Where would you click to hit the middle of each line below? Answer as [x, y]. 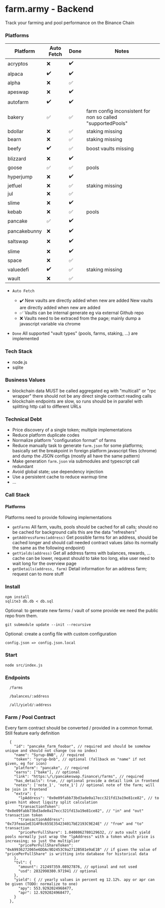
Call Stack [17, 495]
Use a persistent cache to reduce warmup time [60, 477]
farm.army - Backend [50, 9]
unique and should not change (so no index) [51, 751]
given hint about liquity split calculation [51, 802]
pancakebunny [25, 231]
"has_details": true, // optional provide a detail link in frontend [87, 781]
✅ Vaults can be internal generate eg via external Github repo [82, 313]
